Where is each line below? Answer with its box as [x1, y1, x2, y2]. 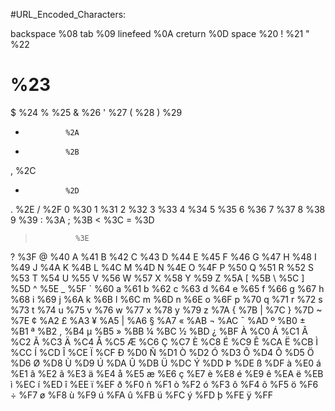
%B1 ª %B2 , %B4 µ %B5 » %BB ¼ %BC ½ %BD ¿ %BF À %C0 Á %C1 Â [10, 325, 308, 337]
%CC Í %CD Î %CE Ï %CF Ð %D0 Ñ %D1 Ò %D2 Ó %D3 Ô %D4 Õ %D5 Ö [10, 346, 315, 358]
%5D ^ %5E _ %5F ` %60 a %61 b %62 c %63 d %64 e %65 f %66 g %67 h [10, 282, 325, 294]
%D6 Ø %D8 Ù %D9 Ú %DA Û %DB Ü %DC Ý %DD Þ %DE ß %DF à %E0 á [10, 357, 322, 369]
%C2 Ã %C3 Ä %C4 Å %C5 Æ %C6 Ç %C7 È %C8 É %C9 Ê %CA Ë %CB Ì [10, 335, 319, 348]
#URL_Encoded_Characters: [10, 9, 127, 20]
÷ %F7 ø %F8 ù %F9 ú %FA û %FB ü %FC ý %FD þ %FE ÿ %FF [10, 389, 273, 401]
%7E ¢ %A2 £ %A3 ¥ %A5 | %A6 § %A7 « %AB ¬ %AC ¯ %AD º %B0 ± [10, 314, 306, 326]
